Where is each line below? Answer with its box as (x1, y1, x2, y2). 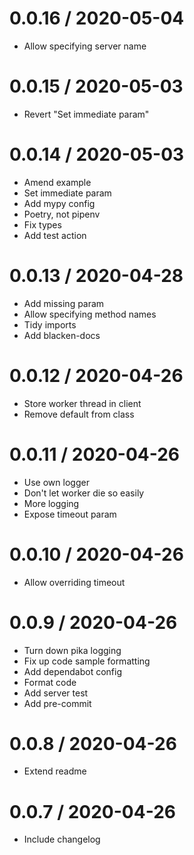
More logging (23, 497, 80, 509)
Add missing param (23, 297, 105, 309)
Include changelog (23, 833, 101, 846)
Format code (23, 676, 77, 688)
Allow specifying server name (23, 40, 147, 52)
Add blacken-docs (23, 329, 101, 341)
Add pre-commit (23, 697, 92, 709)
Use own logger (23, 476, 90, 488)
